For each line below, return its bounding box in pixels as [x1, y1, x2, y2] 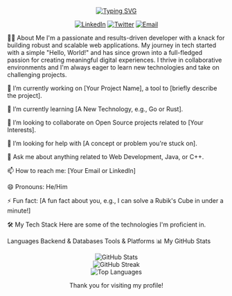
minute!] [7, 206, 31, 215]
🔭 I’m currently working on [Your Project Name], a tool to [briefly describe [7, 84, 217, 92]
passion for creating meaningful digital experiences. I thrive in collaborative [7, 56, 222, 64]
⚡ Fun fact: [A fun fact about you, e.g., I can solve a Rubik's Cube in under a [7, 197, 224, 204]
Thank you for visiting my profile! [69, 281, 164, 289]
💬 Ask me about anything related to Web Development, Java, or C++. [7, 153, 204, 161]
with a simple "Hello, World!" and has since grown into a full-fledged [7, 49, 203, 56]
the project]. [7, 92, 43, 99]
